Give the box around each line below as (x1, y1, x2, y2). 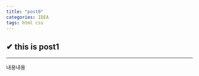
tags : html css (6, 20, 44, 26)
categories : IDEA (6, 14, 49, 20)
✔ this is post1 (6, 42, 59, 52)
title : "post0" (6, 8, 44, 15)
